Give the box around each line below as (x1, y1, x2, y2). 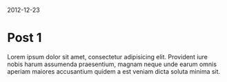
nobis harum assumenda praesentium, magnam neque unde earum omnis (7, 60, 217, 68)
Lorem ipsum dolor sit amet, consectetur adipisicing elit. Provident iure (7, 52, 208, 61)
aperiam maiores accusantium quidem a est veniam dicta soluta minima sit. (7, 67, 221, 75)
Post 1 (7, 30, 42, 45)
